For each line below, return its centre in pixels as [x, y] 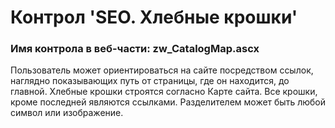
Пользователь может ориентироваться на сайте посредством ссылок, [162, 70]
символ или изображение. [67, 113]
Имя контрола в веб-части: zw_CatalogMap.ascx [135, 49]
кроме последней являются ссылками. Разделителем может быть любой [168, 102]
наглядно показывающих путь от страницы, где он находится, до [150, 81]
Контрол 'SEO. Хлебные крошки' [154, 17]
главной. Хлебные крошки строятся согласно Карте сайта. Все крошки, [164, 92]
